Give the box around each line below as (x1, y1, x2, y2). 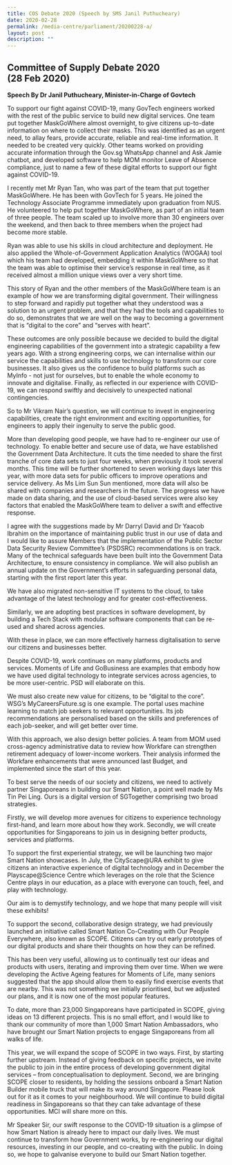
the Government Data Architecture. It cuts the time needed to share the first (7, 450, 222, 458)
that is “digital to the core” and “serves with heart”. (7, 321, 151, 329)
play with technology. (7, 885, 68, 893)
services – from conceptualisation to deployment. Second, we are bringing (7, 1070, 220, 1078)
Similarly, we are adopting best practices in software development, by (7, 607, 206, 616)
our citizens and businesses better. (7, 643, 107, 651)
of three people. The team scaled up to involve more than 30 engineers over (7, 213, 224, 222)
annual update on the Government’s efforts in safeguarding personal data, (7, 566, 217, 574)
